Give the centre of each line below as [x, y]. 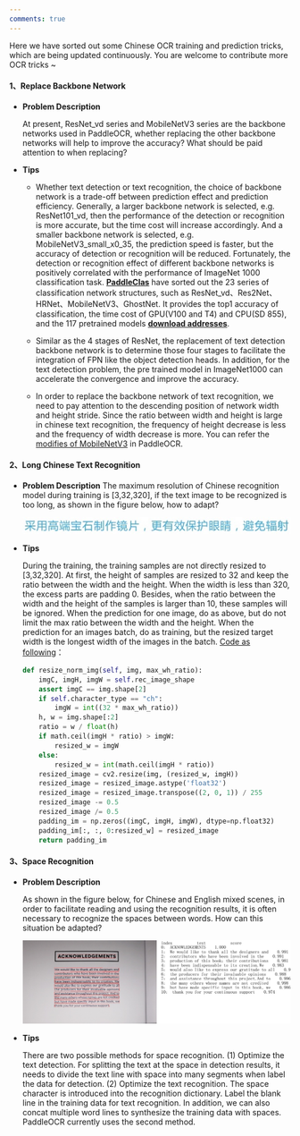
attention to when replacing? [75, 152]
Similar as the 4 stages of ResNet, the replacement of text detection [160, 341]
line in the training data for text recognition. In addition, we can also [146, 1103]
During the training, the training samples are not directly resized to [144, 565]
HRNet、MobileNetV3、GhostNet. [98, 303]
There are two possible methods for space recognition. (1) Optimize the [153, 1055]
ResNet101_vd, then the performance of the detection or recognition [160, 216]
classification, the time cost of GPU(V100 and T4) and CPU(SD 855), [161, 314]
